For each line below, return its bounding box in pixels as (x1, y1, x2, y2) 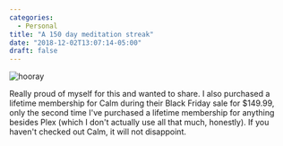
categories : (9, 13, 54, 22)
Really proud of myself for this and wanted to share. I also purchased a (9, 89, 270, 99)
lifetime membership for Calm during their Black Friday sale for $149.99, (9, 98, 275, 108)
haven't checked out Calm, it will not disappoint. (9, 126, 186, 137)
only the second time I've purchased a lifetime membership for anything (9, 107, 275, 118)
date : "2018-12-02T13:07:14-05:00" (9, 38, 142, 47)
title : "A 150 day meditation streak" (9, 30, 154, 39)
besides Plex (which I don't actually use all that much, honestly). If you (9, 117, 270, 128)
